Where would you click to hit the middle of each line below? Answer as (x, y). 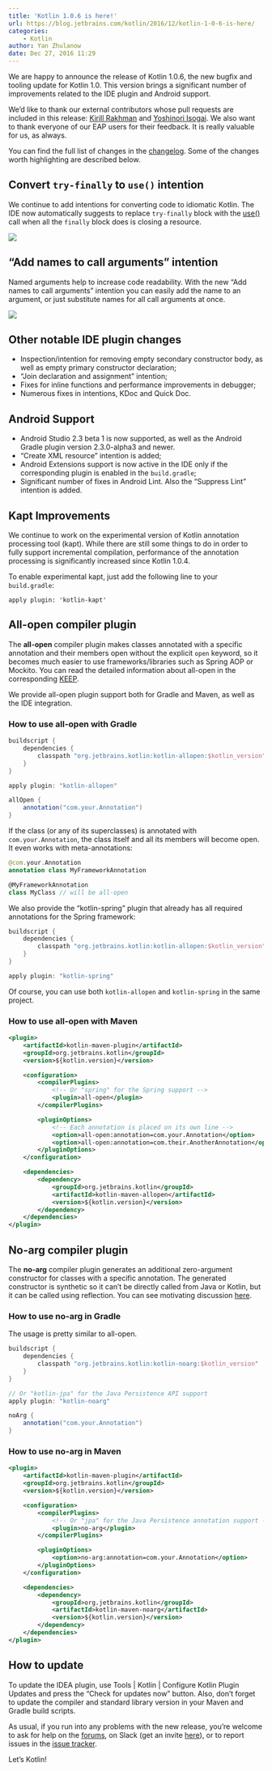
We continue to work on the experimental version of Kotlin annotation (124, 535)
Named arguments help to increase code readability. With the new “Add (127, 282)
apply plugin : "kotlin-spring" (61, 976)
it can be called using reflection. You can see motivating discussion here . (130, 1296)
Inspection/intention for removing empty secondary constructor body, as (141, 359)
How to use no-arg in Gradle (65, 1316)
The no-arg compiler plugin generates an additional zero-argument (121, 1270)
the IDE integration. (40, 703)
